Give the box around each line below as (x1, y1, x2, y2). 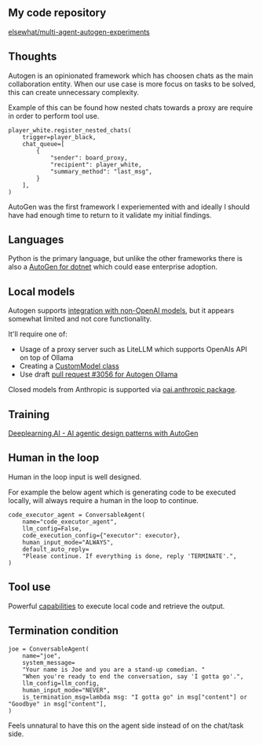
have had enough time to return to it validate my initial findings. (8, 210, 212, 219)
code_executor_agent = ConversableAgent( (8, 511, 146, 519)
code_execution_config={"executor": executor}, (22, 531, 181, 539)
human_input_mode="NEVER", (22, 686, 111, 694)
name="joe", (22, 651, 61, 659)
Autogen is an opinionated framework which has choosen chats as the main (8, 71, 254, 80)
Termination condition (8, 624, 119, 637)
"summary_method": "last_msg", (49, 167, 153, 175)
